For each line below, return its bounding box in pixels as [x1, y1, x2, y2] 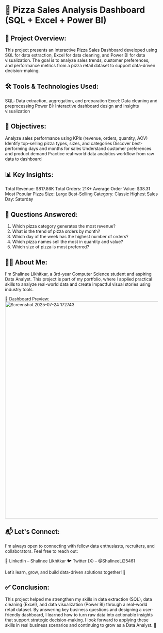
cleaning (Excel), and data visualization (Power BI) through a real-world [5, 601, 147, 607]
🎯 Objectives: [5, 122, 47, 130]
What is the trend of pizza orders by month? [12, 228, 100, 234]
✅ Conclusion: [5, 583, 49, 592]
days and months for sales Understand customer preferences [28, 146, 152, 151]
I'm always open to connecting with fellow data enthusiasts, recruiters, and [5, 543, 155, 549]
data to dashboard [5, 156, 42, 162]
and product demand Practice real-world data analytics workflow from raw [5, 150, 154, 156]
